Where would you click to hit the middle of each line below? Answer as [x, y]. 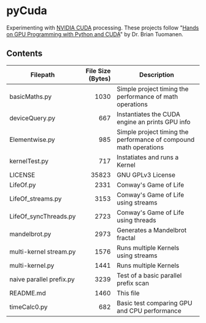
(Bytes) [100, 79]
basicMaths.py [31, 96]
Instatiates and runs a [148, 157]
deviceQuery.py [32, 118]
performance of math [147, 96]
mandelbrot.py [30, 234]
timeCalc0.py [29, 306]
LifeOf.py [23, 185]
